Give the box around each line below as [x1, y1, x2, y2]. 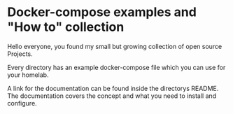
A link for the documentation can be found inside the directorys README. [7, 84, 219, 92]
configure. [7, 99, 37, 107]
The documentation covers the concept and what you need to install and [7, 92, 217, 100]
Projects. [7, 50, 33, 58]
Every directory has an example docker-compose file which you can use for [7, 63, 226, 71]
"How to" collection [7, 19, 125, 35]
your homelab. [7, 71, 49, 79]
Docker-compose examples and [7, 4, 197, 20]
